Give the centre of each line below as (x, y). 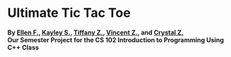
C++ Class (23, 47)
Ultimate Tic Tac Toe (69, 13)
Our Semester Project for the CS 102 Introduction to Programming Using (116, 39)
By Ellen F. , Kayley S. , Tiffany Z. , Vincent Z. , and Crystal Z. (96, 32)
